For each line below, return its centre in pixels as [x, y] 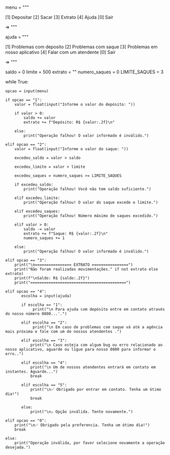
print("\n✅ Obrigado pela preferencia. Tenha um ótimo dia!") [82, 425]
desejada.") [18, 447]
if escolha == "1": [42, 305]
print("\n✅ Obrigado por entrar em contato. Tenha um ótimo [96, 389]
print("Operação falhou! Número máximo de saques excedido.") [91, 216]
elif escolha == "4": [44, 363]
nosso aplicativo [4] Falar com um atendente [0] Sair [61, 52]
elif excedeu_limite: [37, 198]
